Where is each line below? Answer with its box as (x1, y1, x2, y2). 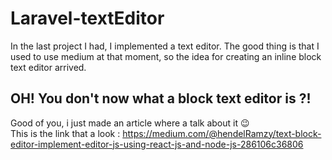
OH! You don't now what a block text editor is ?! (10, 90, 312, 107)
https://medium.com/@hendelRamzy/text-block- (122, 127, 322, 139)
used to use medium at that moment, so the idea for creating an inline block (10, 50, 322, 62)
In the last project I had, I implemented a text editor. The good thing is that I (10, 40, 320, 52)
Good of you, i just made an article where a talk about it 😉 (10, 117, 250, 129)
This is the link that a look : (10, 127, 121, 139)
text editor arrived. (10, 61, 87, 73)
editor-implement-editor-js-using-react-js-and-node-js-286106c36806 (10, 138, 304, 150)
